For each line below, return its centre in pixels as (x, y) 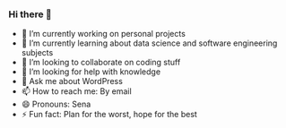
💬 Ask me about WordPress (72, 81)
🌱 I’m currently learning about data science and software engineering (149, 43)
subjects (37, 53)
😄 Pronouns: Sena (56, 104)
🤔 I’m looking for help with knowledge (91, 72)
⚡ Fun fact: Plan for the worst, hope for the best (109, 115)
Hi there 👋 (30, 14)
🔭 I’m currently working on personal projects (103, 34)
